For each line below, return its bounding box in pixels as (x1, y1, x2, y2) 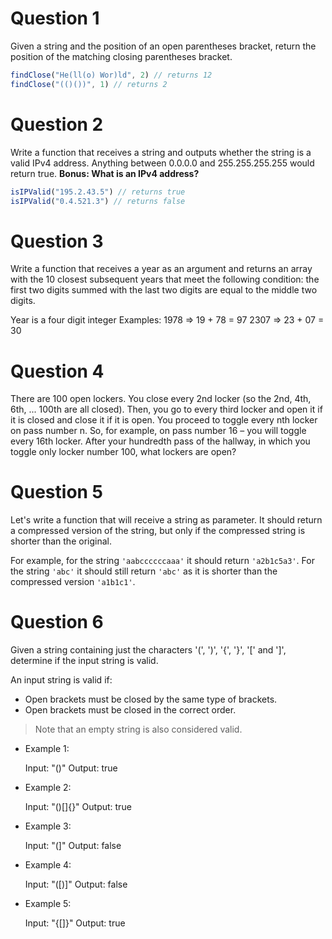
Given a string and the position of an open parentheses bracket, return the (10, 40, 317, 52)
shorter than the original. (10, 535, 112, 547)
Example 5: (24, 898, 72, 910)
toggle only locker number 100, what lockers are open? (10, 446, 237, 458)
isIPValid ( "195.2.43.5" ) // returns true (10, 187, 186, 197)
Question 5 (10, 481, 104, 504)
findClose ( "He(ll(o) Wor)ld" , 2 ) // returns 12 (10, 70, 213, 80)
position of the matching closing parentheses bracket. (10, 50, 233, 62)
